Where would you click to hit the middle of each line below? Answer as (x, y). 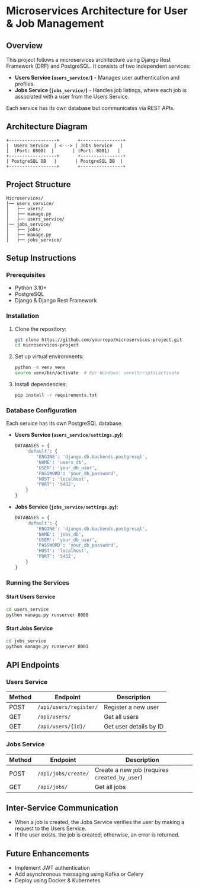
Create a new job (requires (131, 769)
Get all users (121, 717)
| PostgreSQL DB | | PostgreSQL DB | (65, 161)
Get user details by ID (134, 727)
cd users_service (28, 609)
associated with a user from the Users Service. (72, 97)
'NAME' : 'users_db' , (62, 462)
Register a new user (131, 707)
